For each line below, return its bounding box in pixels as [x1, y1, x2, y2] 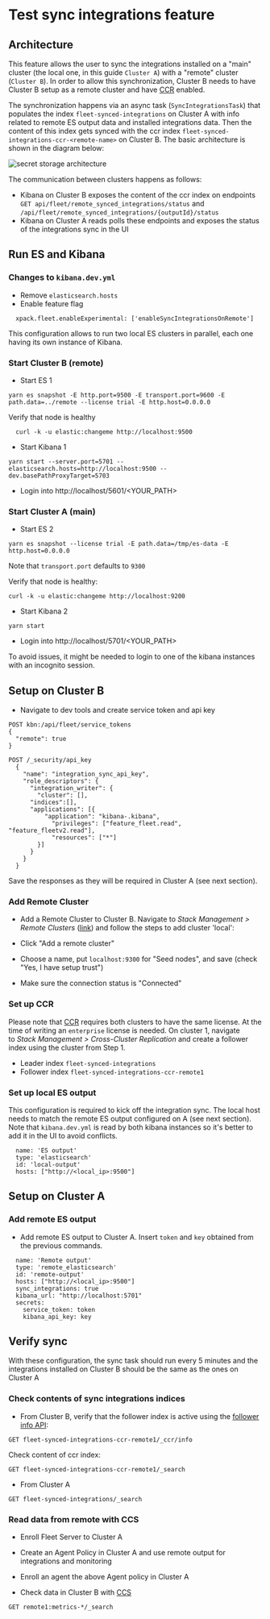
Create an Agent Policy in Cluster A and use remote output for [19, 1548, 226, 1558]
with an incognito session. [8, 660, 95, 670]
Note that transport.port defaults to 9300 [8, 561, 146, 571]
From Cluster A [19, 1480, 71, 1489]
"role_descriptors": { [23, 777, 99, 785]
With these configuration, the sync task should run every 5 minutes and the [8, 1356, 259, 1366]
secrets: [15, 1298, 45, 1307]
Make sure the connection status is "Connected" [19, 978, 182, 988]
